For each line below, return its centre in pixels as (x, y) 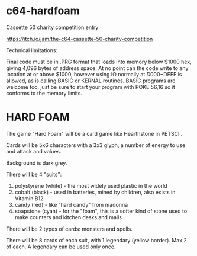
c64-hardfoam (43, 11)
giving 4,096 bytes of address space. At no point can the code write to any (97, 68)
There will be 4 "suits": (34, 174)
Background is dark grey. (37, 163)
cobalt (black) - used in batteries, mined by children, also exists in (95, 192)
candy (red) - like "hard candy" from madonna (71, 204)
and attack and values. (34, 151)
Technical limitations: (32, 50)
